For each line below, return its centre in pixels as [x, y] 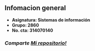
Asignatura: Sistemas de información [51, 20]
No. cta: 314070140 [32, 30]
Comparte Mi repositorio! [36, 43]
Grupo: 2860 [25, 25]
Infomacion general [35, 8]
